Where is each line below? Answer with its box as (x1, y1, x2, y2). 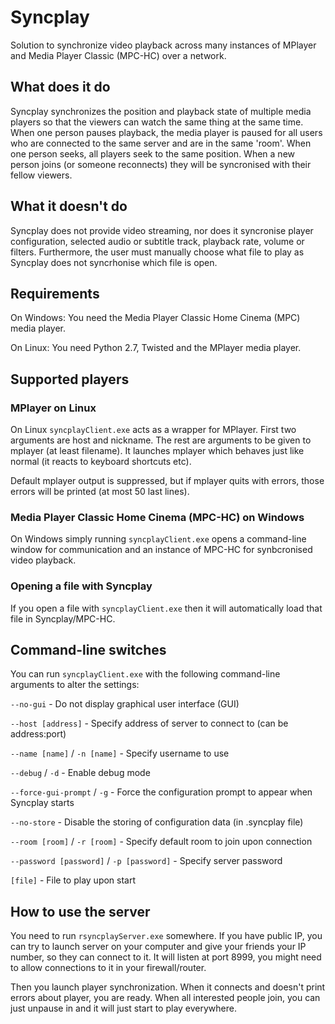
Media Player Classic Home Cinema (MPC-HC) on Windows (10, 510, 305, 524)
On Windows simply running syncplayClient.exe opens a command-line (10, 533, 307, 545)
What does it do (10, 79, 111, 96)
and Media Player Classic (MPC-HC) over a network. (10, 49, 227, 61)
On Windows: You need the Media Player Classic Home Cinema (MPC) (10, 312, 301, 324)
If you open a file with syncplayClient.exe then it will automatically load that (10, 602, 323, 614)
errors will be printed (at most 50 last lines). (10, 486, 190, 498)
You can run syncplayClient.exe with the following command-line (10, 668, 281, 680)
